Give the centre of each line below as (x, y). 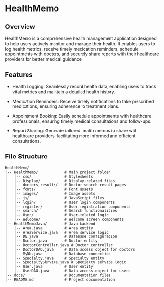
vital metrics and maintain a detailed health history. (64, 92)
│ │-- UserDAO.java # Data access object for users (68, 271)
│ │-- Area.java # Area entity (49, 228)
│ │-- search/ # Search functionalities (61, 211)
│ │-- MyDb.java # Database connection (58, 254)
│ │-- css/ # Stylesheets (49, 176)
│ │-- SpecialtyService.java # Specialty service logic (66, 262)
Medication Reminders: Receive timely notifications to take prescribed (83, 101)
